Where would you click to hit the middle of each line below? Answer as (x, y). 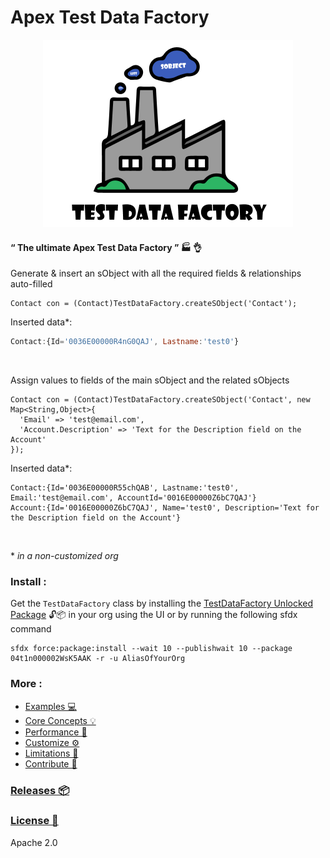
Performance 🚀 (56, 732)
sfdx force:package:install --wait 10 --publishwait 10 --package (151, 649)
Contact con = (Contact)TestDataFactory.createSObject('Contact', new (160, 400)
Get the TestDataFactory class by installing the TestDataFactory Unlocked (162, 603)
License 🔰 (34, 821)
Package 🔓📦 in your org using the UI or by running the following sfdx (154, 615)
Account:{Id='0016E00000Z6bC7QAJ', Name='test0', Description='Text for (165, 508)
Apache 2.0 (34, 842)
